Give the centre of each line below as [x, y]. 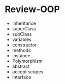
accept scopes [28, 71]
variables [22, 39]
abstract [21, 66]
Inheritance [24, 23]
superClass [24, 28]
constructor [24, 45]
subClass [22, 34]
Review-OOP [32, 9]
